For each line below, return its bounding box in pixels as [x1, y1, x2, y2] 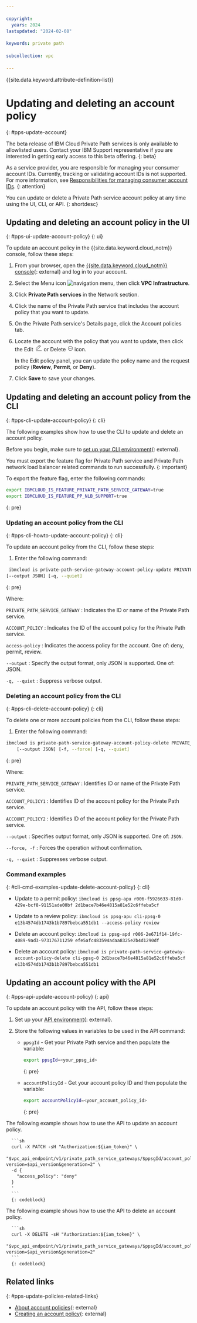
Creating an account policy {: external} [14, 1310, 107, 1317]
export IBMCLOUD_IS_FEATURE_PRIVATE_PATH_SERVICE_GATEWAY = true [6, 487, 164, 493]
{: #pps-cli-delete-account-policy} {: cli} [6, 705, 104, 712]
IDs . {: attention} [6, 182, 46, 190]
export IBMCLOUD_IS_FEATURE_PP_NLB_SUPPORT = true [6, 493, 127, 500]
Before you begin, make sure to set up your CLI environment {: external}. [6, 446, 180, 453]
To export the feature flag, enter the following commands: [6, 475, 145, 482]
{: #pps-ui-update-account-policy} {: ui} [6, 233, 104, 240]
